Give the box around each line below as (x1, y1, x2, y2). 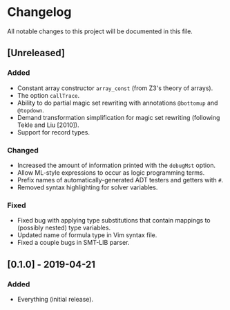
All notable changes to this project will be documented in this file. (7, 27, 193, 35)
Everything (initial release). (17, 295, 94, 303)
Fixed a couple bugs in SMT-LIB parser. (17, 239, 130, 247)
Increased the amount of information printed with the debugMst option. (17, 161, 216, 169)
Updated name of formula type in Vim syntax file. (17, 231, 157, 239)
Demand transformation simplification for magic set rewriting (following (17, 113, 220, 121)
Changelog (7, 4, 72, 20)
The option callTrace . (17, 91, 80, 99)
